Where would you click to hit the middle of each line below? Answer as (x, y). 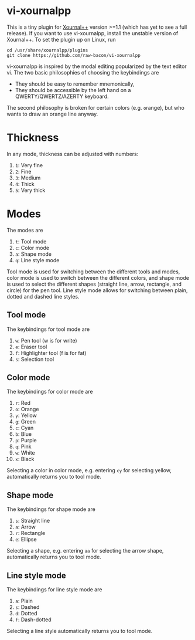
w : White (25, 453)
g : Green (25, 422)
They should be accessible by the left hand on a (73, 90)
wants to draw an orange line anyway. (52, 114)
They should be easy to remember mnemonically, (75, 84)
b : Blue (23, 434)
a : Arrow (25, 527)
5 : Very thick (30, 190)
